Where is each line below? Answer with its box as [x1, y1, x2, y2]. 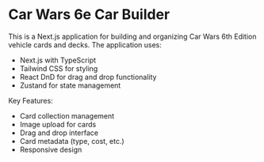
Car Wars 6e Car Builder [8, 6, 170, 24]
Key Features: [8, 96, 53, 105]
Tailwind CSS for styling [19, 63, 98, 73]
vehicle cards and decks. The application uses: [8, 40, 163, 49]
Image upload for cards [19, 119, 97, 129]
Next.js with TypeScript [19, 55, 97, 65]
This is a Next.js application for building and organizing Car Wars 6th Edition [8, 32, 257, 41]
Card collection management [19, 111, 115, 120]
